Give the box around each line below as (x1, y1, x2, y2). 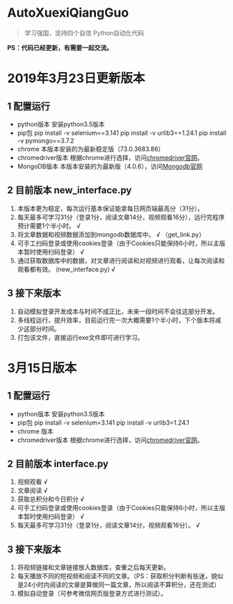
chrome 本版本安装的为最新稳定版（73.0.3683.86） (17, 145, 165, 153)
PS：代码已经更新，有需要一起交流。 (7, 43, 113, 51)
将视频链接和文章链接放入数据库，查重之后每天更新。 (17, 563, 170, 571)
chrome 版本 (17, 427, 54, 435)
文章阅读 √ (17, 487, 48, 495)
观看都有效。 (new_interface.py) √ (17, 265, 116, 273)
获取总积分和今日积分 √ (17, 495, 85, 503)
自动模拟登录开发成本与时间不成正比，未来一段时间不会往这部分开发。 (17, 307, 219, 316)
